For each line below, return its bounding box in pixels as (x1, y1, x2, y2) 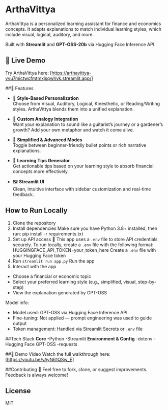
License (5, 386, 31, 395)
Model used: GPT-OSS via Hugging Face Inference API (12, 309, 128, 315)
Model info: (5, 299, 29, 306)
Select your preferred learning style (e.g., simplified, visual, (12, 278, 137, 285)
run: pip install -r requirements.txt (12, 230, 83, 236)
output (12, 320, 27, 326)
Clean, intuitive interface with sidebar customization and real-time (12, 186, 151, 192)
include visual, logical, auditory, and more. (5, 31, 94, 37)
